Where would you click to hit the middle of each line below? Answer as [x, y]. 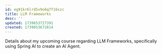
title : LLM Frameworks [28, 14]
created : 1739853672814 [29, 27]
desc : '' [14, 18]
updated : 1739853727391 [29, 23]
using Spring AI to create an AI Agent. [43, 46]
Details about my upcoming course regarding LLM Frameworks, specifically [81, 41]
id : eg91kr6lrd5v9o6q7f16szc [35, 9]
